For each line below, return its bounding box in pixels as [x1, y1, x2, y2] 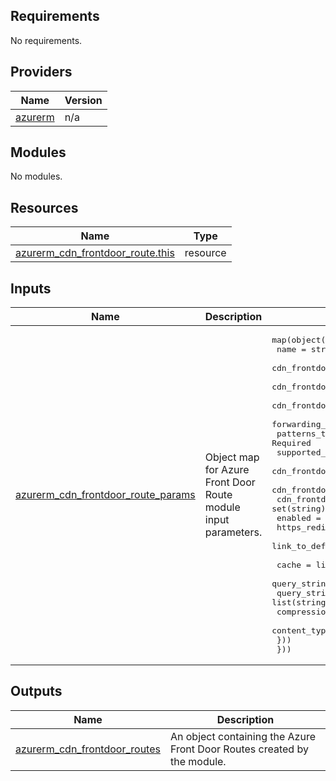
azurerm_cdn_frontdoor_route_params [15, 488, 196, 502]
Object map [204, 450, 260, 464]
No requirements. [10, 34, 83, 46]
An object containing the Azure [169, 729, 316, 743]
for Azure [204, 463, 250, 477]
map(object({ [271, 335, 332, 346]
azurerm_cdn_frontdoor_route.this [15, 246, 175, 260]
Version [64, 93, 103, 107]
